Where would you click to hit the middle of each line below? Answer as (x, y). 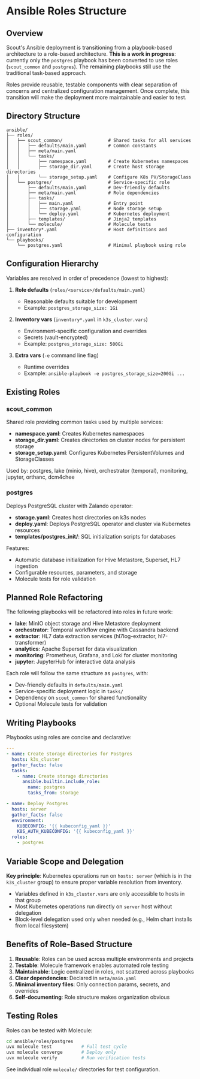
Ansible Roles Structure (66, 11)
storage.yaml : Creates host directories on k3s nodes (80, 517)
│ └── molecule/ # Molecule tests (79, 224)
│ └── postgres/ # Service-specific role (88, 182)
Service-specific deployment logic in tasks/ (69, 691)
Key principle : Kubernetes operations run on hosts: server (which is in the (99, 875)
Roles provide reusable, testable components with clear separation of (92, 84)
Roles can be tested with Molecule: (49, 1030)
